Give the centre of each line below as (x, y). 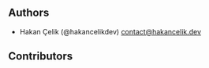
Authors (29, 13)
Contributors (41, 57)
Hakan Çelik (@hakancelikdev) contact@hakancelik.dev (110, 31)
